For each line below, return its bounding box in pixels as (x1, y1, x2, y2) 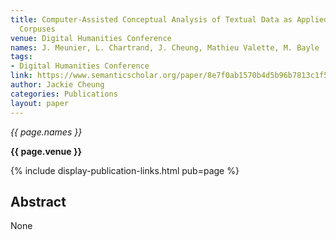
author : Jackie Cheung (10, 80, 105, 90)
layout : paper (10, 98, 70, 108)
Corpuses (19, 24, 56, 34)
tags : (10, 52, 33, 62)
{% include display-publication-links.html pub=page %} (10, 164, 240, 176)
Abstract (10, 193, 67, 210)
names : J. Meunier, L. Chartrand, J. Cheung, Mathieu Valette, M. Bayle (10, 42, 320, 53)
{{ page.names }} (10, 126, 83, 138)
